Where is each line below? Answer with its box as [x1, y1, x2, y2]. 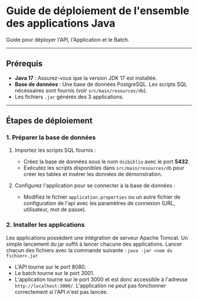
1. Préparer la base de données [6, 134, 96, 142]
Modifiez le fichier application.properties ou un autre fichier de [23, 193, 181, 201]
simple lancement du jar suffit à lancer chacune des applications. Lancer [6, 240, 183, 247]
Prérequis [6, 59, 43, 69]
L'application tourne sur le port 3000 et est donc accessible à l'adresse [14, 276, 188, 283]
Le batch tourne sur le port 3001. [14, 269, 95, 276]
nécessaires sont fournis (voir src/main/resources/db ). [14, 87, 147, 94]
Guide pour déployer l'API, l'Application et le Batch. [6, 36, 130, 43]
